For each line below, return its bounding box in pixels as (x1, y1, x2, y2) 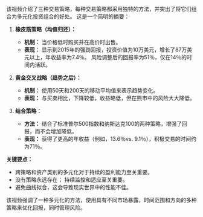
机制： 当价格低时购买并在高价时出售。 (24, 39, 121, 45)
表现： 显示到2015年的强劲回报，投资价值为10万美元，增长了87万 (24, 46, 187, 53)
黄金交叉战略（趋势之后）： (14, 74, 82, 81)
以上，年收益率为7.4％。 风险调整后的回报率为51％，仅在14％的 (29, 54, 187, 60)
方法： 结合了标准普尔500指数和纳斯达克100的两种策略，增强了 (24, 120, 182, 127)
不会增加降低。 (40, 128, 77, 135)
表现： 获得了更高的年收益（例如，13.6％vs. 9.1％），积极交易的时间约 (24, 135, 196, 142)
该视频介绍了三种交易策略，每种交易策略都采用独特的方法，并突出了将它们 (6, 5, 192, 12)
